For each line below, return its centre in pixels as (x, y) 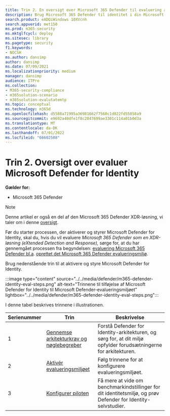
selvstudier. (112, 406)
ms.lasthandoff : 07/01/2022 (35, 133)
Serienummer (25, 317)
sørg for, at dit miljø (121, 339)
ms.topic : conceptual (28, 105)
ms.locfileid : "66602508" (32, 138)
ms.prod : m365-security (30, 29)
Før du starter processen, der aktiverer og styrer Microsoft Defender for (80, 232)
